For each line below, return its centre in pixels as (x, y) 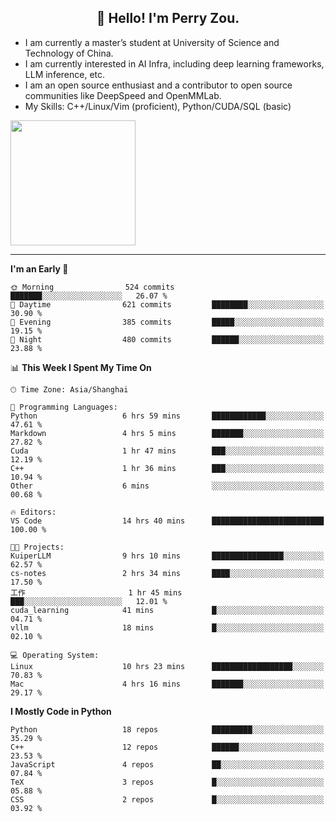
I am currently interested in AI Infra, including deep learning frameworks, (174, 63)
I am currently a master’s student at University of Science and (152, 42)
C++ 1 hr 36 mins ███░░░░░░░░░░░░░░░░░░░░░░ (167, 468)
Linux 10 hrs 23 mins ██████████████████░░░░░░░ (167, 666)
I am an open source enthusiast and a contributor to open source (158, 85)
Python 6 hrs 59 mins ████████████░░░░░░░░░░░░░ (167, 416)
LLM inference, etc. (65, 74)
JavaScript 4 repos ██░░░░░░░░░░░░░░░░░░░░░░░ (167, 764)
